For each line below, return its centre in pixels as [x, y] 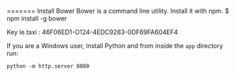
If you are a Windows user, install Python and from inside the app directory [115, 46]
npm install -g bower [37, 18]
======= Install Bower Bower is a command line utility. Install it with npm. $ [118, 11]
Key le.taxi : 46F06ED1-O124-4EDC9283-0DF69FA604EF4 [92, 32]
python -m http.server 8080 [48, 66]
